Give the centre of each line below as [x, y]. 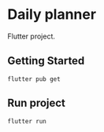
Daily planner [52, 15]
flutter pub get [34, 79]
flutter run [27, 121]
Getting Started [46, 61]
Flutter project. [32, 36]
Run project [37, 103]
